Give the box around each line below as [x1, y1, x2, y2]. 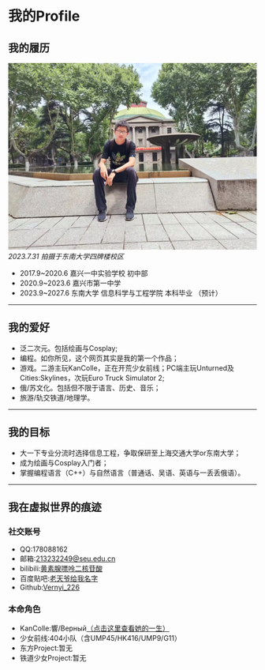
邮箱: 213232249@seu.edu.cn [19, 554, 116, 563]
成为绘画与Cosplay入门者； [19, 457, 109, 467]
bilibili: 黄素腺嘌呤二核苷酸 [19, 564, 103, 574]
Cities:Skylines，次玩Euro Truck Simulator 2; [19, 373, 165, 382]
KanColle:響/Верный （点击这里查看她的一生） [19, 623, 170, 633]
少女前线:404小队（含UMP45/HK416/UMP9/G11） [19, 633, 181, 642]
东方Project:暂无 [19, 643, 73, 653]
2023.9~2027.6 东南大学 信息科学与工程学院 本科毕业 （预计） [19, 288, 222, 297]
